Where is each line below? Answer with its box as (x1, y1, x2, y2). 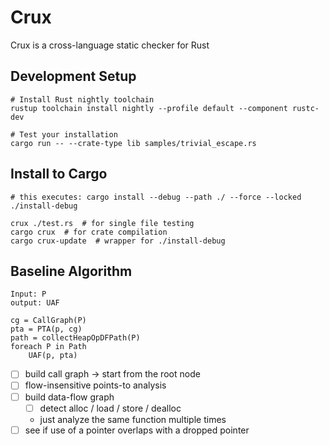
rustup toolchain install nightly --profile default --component (10, 103, 288, 113)
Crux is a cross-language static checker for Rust (10, 39, 210, 51)
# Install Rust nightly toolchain (10, 94, 155, 105)
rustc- (292, 103, 320, 113)
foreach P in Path (10, 342, 87, 352)
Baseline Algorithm (10, 262, 133, 280)
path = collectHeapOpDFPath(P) (10, 333, 141, 343)
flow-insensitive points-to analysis (24, 379, 167, 391)
